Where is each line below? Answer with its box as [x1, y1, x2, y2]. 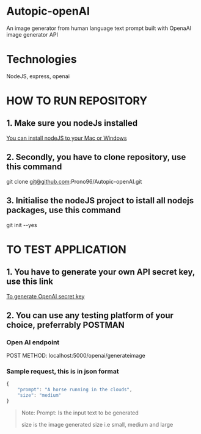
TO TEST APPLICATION [6, 242, 126, 256]
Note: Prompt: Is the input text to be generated [21, 409, 139, 416]
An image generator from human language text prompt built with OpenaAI [6, 24, 192, 32]
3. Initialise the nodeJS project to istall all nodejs [6, 195, 194, 206]
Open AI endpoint [6, 338, 60, 346]
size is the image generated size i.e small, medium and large [21, 421, 174, 428]
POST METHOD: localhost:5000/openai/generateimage [6, 352, 145, 360]
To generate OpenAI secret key [6, 292, 85, 300]
